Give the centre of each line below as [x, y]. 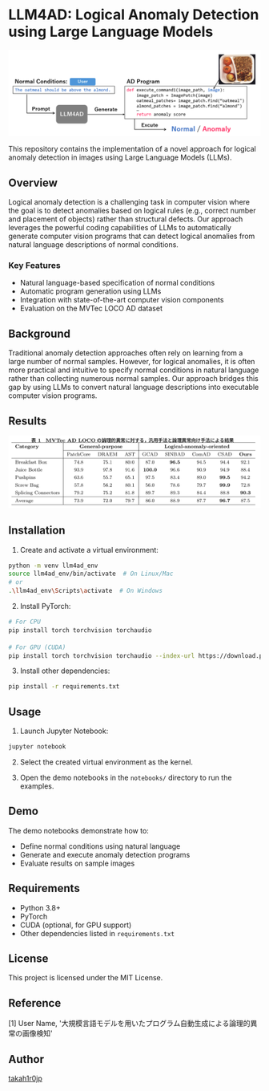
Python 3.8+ [40, 907]
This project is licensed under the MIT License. [86, 978]
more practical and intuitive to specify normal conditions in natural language [134, 370]
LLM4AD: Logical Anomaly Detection [134, 15]
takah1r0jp [25, 1079]
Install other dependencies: [65, 671]
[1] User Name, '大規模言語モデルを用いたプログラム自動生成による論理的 [129, 1024]
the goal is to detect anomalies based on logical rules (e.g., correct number [132, 211]
